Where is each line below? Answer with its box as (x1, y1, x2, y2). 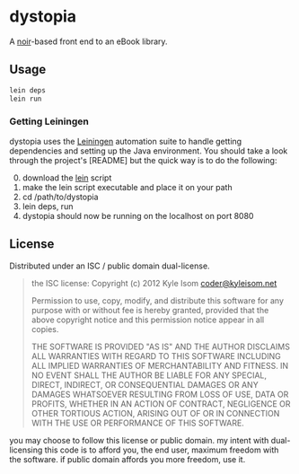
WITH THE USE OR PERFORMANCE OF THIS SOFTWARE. (31, 417, 244, 428)
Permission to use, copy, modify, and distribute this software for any (31, 294, 285, 306)
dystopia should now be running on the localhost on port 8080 (22, 210, 254, 221)
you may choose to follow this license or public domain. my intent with (9, 434, 269, 445)
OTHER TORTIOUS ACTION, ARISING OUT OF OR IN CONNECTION (31, 408, 280, 418)
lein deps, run (22, 200, 74, 212)
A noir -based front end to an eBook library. (9, 36, 168, 47)
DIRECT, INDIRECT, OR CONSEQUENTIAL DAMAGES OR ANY (31, 379, 259, 390)
